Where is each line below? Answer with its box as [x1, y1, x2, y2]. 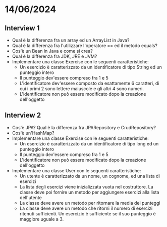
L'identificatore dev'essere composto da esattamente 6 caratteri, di [19, 80, 159, 86]
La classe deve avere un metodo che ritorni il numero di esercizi [19, 205, 153, 211]
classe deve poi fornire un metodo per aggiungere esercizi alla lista [19, 189, 159, 195]
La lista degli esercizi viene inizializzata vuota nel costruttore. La [19, 183, 153, 190]
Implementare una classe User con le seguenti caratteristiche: [12, 167, 141, 173]
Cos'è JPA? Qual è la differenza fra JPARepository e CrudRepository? [12, 124, 156, 130]
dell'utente [19, 194, 42, 201]
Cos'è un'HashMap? [12, 130, 54, 136]
